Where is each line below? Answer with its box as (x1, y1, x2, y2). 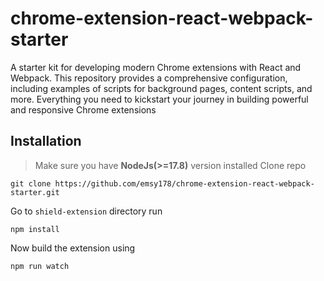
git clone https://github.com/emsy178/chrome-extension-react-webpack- (10, 178, 315, 189)
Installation (10, 133, 82, 150)
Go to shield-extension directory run (10, 205, 163, 217)
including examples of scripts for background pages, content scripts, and (10, 82, 313, 94)
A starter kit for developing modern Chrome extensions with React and (10, 61, 302, 73)
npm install (10, 224, 60, 234)
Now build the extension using (10, 242, 136, 254)
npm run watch (10, 261, 70, 271)
